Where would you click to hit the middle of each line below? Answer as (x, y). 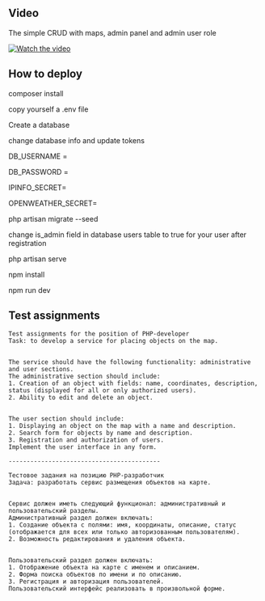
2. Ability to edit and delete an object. (81, 398)
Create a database (39, 125)
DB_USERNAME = (38, 156)
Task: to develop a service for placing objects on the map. (114, 341)
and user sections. (41, 370)
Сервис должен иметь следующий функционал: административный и (117, 504)
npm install (27, 274)
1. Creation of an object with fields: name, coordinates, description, (133, 383)
